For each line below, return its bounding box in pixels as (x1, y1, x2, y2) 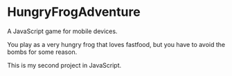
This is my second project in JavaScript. (7, 61, 122, 69)
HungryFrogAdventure (7, 4, 141, 20)
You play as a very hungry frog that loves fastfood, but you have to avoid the (7, 40, 226, 48)
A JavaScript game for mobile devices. (7, 27, 118, 35)
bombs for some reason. (7, 48, 78, 56)
